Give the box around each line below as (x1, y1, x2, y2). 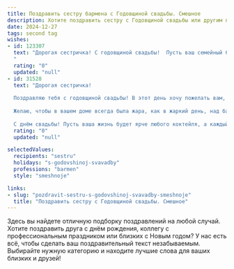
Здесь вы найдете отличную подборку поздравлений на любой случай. (7, 217, 221, 226)
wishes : (7, 36, 30, 43)
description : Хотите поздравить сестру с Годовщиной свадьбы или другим (7, 17, 223, 24)
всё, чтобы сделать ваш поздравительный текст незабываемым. (7, 239, 201, 248)
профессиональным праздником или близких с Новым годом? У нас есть (7, 232, 227, 240)
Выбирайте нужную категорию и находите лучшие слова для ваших (7, 247, 210, 255)
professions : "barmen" (13, 166, 79, 173)
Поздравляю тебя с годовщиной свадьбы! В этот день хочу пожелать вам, (13, 95, 226, 102)
